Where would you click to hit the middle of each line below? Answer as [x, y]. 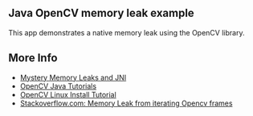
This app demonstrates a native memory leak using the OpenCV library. [126, 32]
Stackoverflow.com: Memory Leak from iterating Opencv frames [126, 103]
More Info [33, 58]
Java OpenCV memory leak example [101, 13]
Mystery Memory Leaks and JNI [73, 77]
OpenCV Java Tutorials [58, 86]
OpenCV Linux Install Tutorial [68, 94]
